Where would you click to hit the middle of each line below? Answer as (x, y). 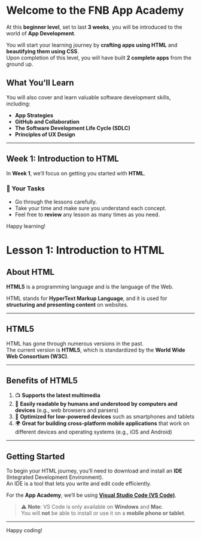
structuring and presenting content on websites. (67, 304)
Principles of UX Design (45, 134)
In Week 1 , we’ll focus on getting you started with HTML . (76, 173)
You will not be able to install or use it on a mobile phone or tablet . (103, 513)
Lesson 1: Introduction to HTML (85, 251)
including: (19, 104)
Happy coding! (25, 530)
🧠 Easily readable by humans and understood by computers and (96, 404)
